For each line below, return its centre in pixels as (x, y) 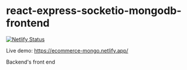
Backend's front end (31, 62)
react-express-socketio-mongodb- (94, 11)
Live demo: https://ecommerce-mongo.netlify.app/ (67, 50)
